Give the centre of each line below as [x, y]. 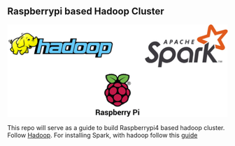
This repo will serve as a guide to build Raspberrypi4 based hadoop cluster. [116, 127]
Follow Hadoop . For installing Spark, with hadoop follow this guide [102, 135]
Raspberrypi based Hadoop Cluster [86, 11]
